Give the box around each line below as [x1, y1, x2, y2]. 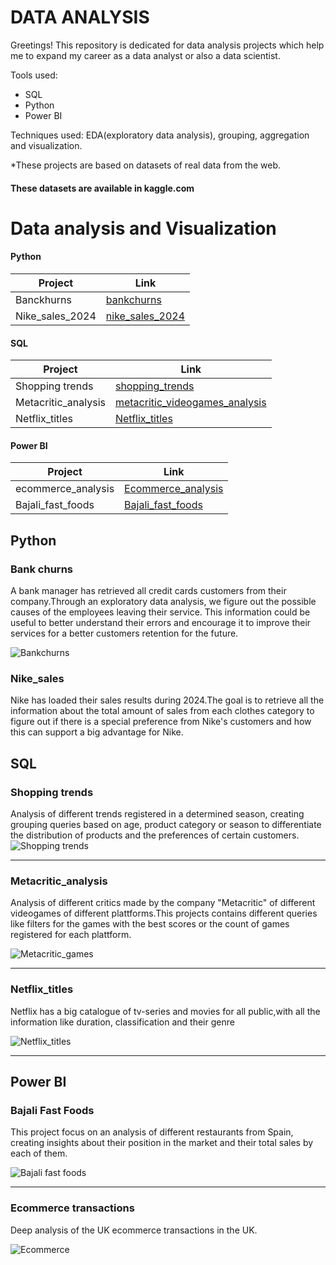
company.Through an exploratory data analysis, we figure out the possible [10, 596, 317, 608]
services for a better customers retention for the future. [10, 627, 239, 640]
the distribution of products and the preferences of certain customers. [10, 829, 300, 841]
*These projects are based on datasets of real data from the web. [10, 159, 282, 171]
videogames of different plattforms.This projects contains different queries [10, 907, 318, 920]
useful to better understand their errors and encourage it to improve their [10, 617, 312, 629]
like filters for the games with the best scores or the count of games [10, 918, 290, 930]
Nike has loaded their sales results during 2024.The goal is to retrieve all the [10, 694, 325, 706]
